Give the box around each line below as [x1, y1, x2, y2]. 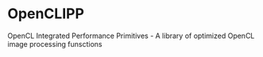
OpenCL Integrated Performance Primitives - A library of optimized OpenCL [7, 31, 255, 40]
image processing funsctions [7, 39, 102, 48]
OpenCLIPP [7, 5, 85, 23]
